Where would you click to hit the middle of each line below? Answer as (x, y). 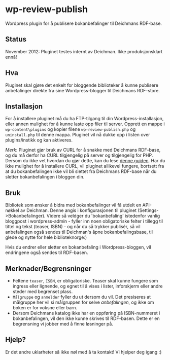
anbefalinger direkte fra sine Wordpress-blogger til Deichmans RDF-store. (82, 90)
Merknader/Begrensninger (48, 268)
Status (16, 39)
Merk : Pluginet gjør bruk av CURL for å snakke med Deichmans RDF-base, (83, 150)
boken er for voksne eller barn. (45, 308)
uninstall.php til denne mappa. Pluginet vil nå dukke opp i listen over (78, 135)
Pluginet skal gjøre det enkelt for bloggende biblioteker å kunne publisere (82, 85)
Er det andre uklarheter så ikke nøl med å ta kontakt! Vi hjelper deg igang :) (83, 352)
